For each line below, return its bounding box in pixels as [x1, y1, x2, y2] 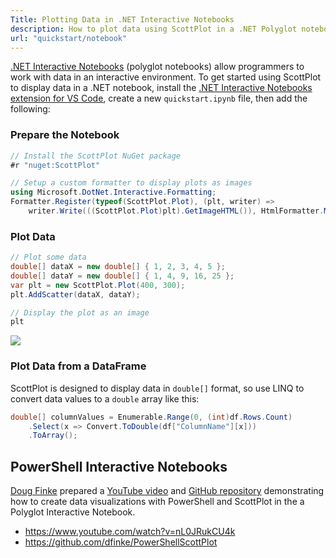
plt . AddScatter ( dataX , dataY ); [10, 289, 141, 300]
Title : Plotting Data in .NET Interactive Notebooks [10, 14, 235, 25]
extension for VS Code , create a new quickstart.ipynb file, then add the [10, 92, 308, 105]
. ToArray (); [28, 431, 78, 441]
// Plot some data [10, 252, 87, 263]
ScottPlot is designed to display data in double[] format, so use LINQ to [10, 382, 305, 394]
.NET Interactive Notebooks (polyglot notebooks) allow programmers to [10, 61, 305, 73]
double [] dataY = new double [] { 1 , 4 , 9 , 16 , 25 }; [10, 271, 235, 281]
